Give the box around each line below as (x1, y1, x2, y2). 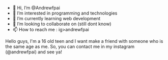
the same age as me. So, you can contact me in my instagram (5, 43, 135, 49)
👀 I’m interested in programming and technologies (12, 10, 118, 16)
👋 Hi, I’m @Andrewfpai (12, 5, 60, 11)
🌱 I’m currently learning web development (12, 16, 101, 21)
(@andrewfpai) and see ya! (5, 49, 62, 55)
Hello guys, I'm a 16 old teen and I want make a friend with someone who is (5, 38, 163, 44)
